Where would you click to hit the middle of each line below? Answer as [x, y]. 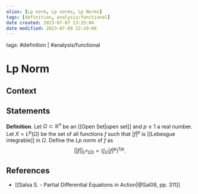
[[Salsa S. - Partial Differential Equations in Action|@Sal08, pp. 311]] [97, 185]
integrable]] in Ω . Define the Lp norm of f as [60, 140]
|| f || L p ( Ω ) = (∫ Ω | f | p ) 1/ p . [100, 151]
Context [21, 90]
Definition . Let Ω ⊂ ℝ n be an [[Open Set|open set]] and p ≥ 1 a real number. [99, 126]
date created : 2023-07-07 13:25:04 [50, 23]
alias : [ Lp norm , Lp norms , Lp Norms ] [54, 12]
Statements [28, 111]
